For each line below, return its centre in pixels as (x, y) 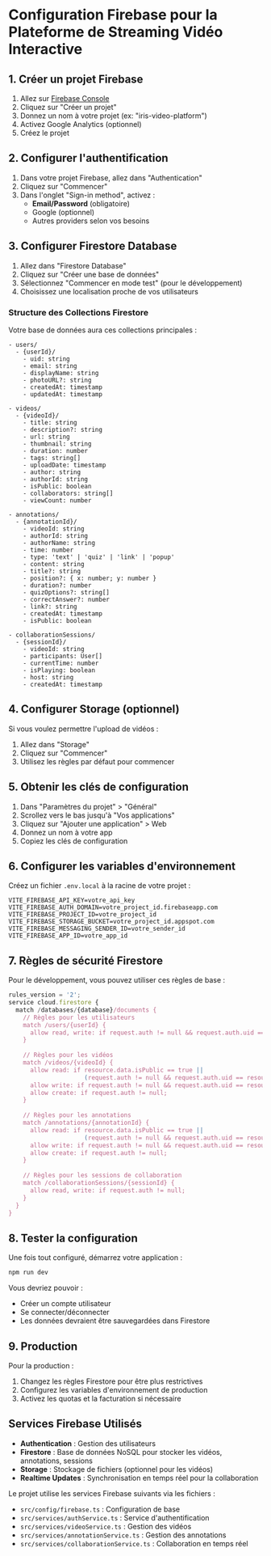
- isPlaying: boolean (59, 670)
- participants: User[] (63, 656)
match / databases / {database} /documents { (86, 1010)
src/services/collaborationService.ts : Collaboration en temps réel (134, 1543)
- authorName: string (59, 543)
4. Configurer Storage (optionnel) (94, 709)
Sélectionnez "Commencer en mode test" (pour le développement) (131, 283)
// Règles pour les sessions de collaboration (102, 1175)
